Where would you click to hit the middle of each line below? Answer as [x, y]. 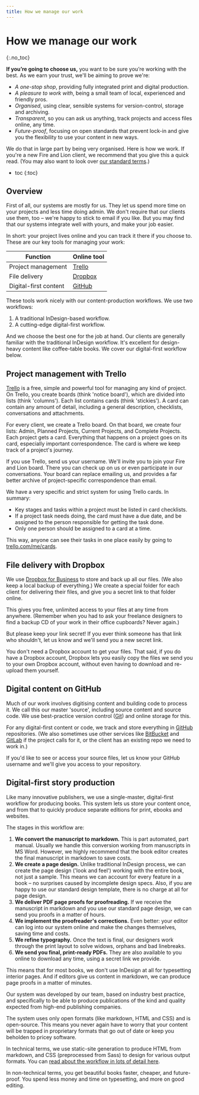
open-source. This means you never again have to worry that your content [97, 1024]
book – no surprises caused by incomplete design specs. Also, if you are [103, 883]
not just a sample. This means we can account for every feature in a [97, 877]
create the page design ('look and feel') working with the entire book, [99, 870]
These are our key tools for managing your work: [66, 242]
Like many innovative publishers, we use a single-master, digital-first [90, 797]
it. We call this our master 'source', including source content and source [94, 710]
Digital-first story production [61, 783]
